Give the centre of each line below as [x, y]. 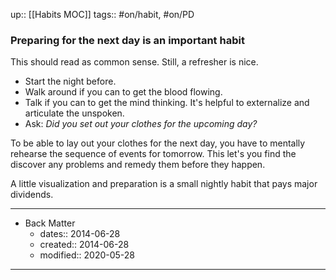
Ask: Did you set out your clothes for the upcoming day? [141, 124]
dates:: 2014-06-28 [80, 234]
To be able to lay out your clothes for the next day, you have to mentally [158, 143]
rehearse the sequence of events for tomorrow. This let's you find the [153, 154]
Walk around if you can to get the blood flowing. [123, 92]
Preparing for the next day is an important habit [127, 40]
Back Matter [50, 223]
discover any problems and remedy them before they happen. [138, 165]
